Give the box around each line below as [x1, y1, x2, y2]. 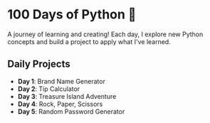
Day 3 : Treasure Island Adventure [17, 92, 117, 100]
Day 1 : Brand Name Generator [17, 77, 105, 85]
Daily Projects [7, 58, 70, 70]
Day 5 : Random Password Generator [17, 107, 125, 116]
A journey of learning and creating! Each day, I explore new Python [7, 30, 204, 38]
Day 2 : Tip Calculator [17, 85, 80, 93]
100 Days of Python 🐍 [7, 6, 137, 23]
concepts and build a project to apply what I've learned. [7, 37, 171, 46]
